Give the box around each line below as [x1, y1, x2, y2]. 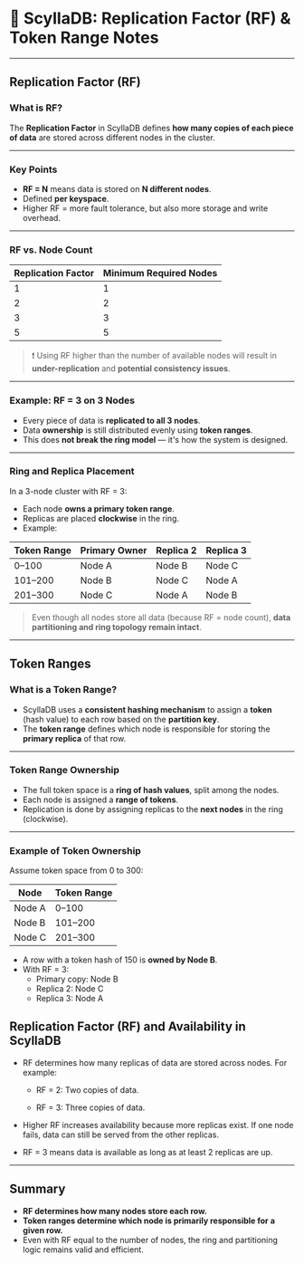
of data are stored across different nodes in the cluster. [9, 131, 215, 143]
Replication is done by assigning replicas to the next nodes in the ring [22, 803, 283, 814]
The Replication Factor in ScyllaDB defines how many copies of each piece [9, 122, 294, 133]
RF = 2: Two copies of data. [35, 1084, 139, 1095]
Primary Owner [80, 543, 147, 556]
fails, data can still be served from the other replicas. [22, 1129, 220, 1140]
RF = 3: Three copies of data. [35, 1102, 146, 1113]
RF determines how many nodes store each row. [22, 1205, 208, 1216]
